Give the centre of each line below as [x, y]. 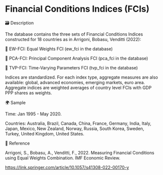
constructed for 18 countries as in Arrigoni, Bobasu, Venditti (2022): [73, 39]
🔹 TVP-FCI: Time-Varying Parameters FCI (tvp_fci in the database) [71, 67]
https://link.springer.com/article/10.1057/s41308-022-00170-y [67, 167]
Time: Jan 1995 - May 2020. [33, 114]
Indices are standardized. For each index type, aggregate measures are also [81, 77]
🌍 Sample [15, 102]
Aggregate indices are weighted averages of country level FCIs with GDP [78, 87]
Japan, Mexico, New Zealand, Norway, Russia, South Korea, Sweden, [75, 129]
